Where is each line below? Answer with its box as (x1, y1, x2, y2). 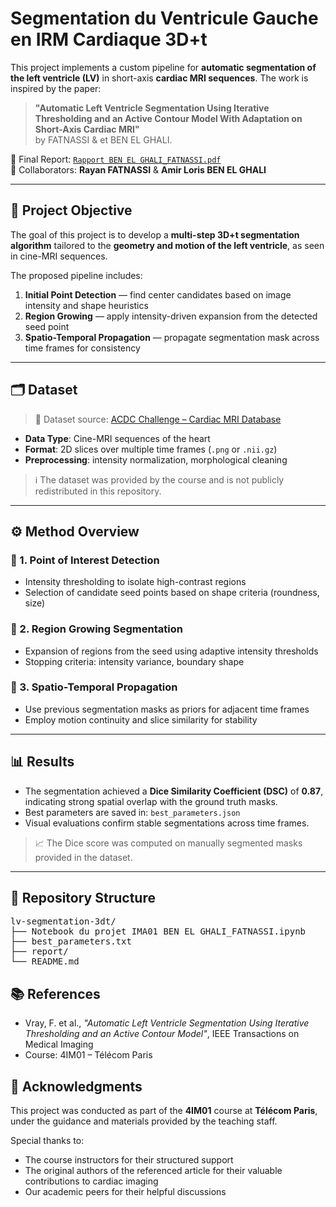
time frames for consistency (24, 342, 141, 354)
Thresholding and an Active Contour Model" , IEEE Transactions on (24, 1028, 300, 1040)
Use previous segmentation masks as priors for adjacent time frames (24, 703, 310, 715)
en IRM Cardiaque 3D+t (10, 28, 208, 51)
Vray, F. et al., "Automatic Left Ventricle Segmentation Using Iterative (24, 1017, 310, 1029)
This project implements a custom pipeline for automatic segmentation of (10, 61, 317, 73)
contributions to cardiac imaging (24, 1175, 159, 1187)
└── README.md (10, 956, 80, 967)
